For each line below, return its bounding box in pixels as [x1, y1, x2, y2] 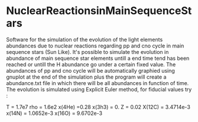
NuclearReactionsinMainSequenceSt [6, 4, 192, 18]
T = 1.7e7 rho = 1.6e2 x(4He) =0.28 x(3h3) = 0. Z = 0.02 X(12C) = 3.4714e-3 [6, 103, 191, 110]
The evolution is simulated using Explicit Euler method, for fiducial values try [6, 86, 192, 93]
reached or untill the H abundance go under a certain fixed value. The [6, 60, 176, 68]
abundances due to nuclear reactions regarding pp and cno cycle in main [6, 42, 184, 49]
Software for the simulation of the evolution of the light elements [6, 36, 163, 43]
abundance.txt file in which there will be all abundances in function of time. [6, 79, 189, 86]
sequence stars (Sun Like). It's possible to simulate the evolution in [6, 48, 169, 55]
